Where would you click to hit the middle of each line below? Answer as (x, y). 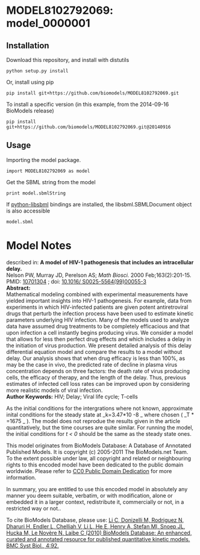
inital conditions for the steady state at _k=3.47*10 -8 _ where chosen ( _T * (100, 414)
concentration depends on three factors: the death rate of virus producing (98, 371)
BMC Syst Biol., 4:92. (33, 545)
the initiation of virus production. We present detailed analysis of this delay (99, 345)
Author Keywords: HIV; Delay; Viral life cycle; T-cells (72, 396)
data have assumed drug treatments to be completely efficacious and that (98, 326)
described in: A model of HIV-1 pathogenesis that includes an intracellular (100, 262)
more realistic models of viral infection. (55, 390)
